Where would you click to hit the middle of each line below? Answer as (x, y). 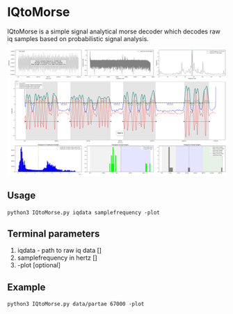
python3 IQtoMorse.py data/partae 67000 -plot (76, 304)
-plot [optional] (39, 265)
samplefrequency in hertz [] (57, 258)
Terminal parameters (54, 234)
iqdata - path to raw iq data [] (59, 251)
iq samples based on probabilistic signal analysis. (78, 38)
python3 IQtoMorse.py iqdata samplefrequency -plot (83, 212)
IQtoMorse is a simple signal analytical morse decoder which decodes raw (114, 31)
